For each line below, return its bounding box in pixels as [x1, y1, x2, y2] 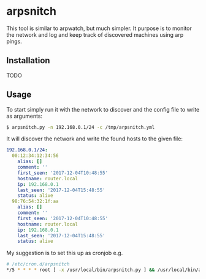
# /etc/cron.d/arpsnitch [6, 261, 70, 267]
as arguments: [6, 112, 43, 120]
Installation [6, 55, 50, 66]
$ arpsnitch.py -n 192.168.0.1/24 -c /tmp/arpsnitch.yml [6, 124, 155, 130]
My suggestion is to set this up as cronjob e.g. [6, 250, 123, 257]
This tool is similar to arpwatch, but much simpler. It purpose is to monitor [6, 25, 192, 32]
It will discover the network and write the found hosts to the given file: [6, 135, 183, 142]
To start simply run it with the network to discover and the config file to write [6, 105, 200, 113]
